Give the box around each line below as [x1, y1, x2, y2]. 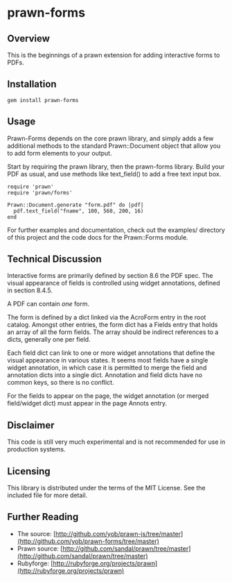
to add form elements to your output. [7, 149, 112, 157]
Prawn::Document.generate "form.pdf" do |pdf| [7, 201, 144, 208]
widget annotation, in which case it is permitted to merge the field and [7, 363, 207, 372]
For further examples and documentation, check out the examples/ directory [7, 226, 225, 234]
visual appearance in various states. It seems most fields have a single [7, 356, 208, 365]
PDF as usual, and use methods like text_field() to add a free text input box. [7, 169, 222, 178]
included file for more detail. [7, 491, 88, 499]
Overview [7, 33, 51, 44]
